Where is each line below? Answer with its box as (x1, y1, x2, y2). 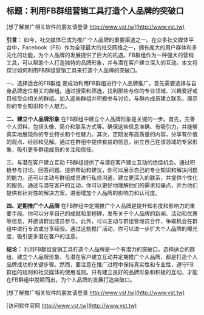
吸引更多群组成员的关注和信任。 (16, 146, 97, 153)
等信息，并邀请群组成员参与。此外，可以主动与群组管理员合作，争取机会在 (6, 217, 192, 224)
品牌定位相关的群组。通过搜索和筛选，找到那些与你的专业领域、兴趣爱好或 (11, 87, 198, 94)
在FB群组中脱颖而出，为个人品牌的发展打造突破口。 (6, 276, 135, 283)
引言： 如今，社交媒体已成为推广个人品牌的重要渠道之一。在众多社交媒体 (6, 36, 189, 43)
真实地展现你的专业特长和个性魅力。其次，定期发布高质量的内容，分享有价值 (6, 130, 198, 138)
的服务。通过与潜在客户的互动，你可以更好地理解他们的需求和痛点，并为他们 (6, 182, 198, 189)
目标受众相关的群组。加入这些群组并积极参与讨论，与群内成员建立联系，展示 (6, 94, 198, 102)
